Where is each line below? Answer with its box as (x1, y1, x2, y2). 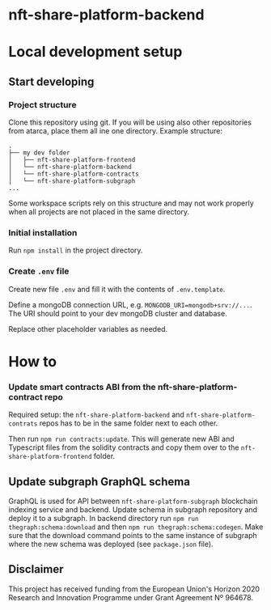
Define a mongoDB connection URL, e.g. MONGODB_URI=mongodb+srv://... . (8, 299, 252, 309)
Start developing (8, 74, 95, 88)
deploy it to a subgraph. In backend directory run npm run (8, 513, 199, 523)
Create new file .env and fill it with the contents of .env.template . (8, 284, 226, 294)
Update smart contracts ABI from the (8, 381, 156, 392)
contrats (8, 420, 38, 428)
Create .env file (8, 265, 70, 277)
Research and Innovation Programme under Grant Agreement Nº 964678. (8, 592, 253, 602)
